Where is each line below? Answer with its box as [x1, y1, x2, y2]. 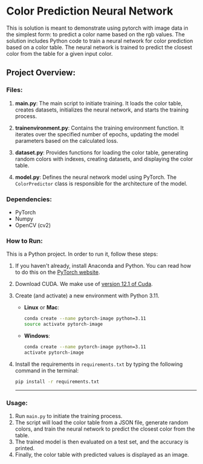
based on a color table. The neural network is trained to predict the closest [6, 44, 192, 51]
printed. [14, 444, 35, 452]
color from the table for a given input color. [6, 50, 113, 57]
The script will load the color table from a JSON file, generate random [14, 419, 188, 426]
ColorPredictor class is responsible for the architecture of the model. [14, 180, 188, 187]
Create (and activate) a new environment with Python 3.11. [14, 292, 159, 299]
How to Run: [6, 236, 43, 245]
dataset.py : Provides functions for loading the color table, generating [14, 148, 188, 156]
